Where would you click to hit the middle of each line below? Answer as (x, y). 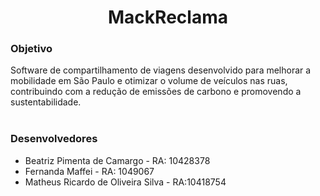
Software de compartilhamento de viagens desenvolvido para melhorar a (161, 70)
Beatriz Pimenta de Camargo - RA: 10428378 (117, 160)
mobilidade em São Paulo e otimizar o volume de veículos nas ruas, (149, 81)
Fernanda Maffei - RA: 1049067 (89, 171)
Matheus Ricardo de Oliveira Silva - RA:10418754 (125, 182)
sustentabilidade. (46, 102)
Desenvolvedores (54, 139)
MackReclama (168, 17)
